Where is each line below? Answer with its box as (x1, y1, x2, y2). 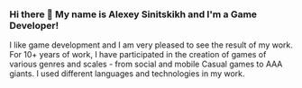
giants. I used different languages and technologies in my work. (9, 68, 245, 79)
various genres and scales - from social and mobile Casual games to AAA (9, 58, 283, 70)
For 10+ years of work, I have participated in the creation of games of (9, 49, 267, 60)
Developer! (9, 19, 59, 31)
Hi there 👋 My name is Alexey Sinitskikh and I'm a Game (9, 8, 258, 21)
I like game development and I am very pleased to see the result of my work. (9, 40, 293, 50)
